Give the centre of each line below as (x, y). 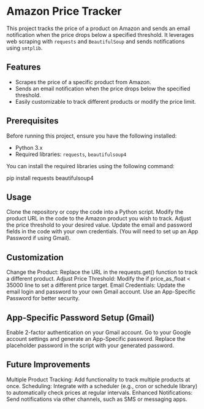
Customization (35, 257)
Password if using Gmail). (39, 238)
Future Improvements (48, 364)
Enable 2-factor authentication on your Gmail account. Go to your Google (99, 332)
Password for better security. (43, 298)
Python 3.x (29, 147)
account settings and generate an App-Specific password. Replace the (96, 339)
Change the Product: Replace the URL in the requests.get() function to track (102, 272)
